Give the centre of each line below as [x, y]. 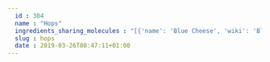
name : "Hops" [38, 23]
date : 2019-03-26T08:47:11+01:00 [73, 46]
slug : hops [35, 38]
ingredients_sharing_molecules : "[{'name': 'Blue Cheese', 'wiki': [132, 31]
